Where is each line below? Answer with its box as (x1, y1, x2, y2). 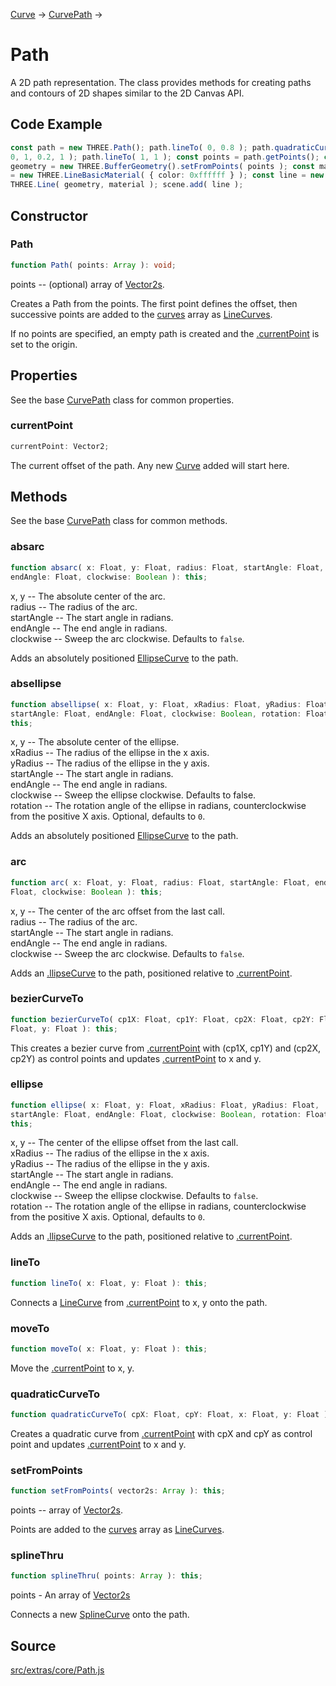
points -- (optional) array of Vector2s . (10, 278, 165, 290)
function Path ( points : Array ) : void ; (10, 260, 177, 270)
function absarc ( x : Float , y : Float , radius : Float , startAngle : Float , (10, 562, 325, 573)
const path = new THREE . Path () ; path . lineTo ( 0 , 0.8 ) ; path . (10, 142, 275, 153)
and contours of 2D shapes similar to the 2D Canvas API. (10, 87, 245, 99)
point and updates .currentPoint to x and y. (10, 1438, 187, 1450)
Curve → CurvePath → (10, 9, 103, 20)
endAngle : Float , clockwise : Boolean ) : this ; (10, 572, 208, 582)
